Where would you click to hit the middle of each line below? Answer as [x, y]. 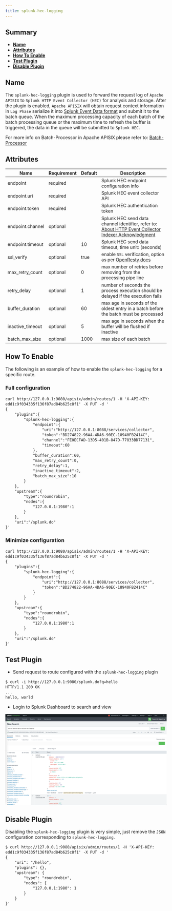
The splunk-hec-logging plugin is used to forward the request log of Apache [84, 95]
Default [89, 173]
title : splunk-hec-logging [34, 11]
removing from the [121, 273]
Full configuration [28, 387]
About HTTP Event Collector [131, 229]
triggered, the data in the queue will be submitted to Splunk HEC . [73, 128]
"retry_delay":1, [51, 466]
